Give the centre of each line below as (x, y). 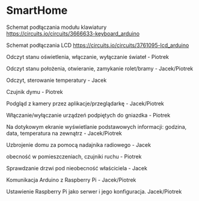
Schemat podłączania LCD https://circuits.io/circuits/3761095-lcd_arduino (98, 45)
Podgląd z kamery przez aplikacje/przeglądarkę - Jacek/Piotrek (85, 104)
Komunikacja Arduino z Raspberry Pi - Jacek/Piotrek (71, 180)
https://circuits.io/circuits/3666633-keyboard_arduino (73, 33)
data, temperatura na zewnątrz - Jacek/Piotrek (64, 133)
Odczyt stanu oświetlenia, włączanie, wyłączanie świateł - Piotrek (88, 57)
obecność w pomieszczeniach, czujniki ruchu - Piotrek (74, 156)
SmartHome (37, 11)
